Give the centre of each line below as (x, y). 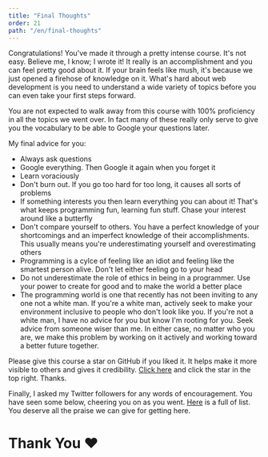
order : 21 (25, 23)
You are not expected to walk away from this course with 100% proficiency (132, 111)
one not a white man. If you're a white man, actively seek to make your (136, 304)
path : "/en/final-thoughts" (55, 30)
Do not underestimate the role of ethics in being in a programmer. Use (135, 278)
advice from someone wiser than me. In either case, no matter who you (138, 329)
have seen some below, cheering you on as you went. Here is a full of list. (129, 402)
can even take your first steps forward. (72, 96)
